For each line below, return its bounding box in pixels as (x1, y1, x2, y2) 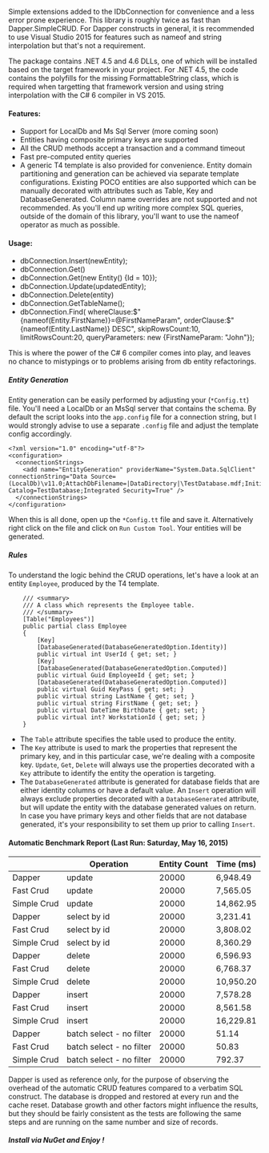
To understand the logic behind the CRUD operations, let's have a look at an (8, 570, 259, 580)
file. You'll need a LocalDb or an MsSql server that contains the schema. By (8, 404, 257, 413)
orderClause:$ (183, 315, 231, 325)
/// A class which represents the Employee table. (22, 601, 195, 609)
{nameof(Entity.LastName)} (19, 324, 110, 334)
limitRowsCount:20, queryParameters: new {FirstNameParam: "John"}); (19, 332, 255, 343)
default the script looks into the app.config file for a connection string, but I (8, 412, 256, 422)
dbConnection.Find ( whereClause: (19, 307, 134, 317)
